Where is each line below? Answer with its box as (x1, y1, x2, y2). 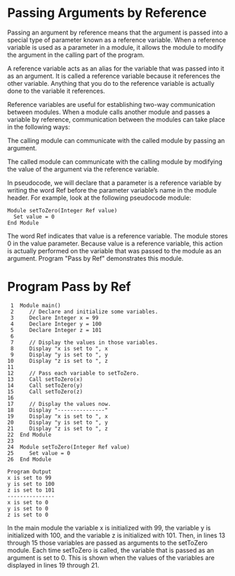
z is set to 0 (7, 511, 49, 518)
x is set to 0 (7, 499, 49, 506)
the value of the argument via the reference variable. (7, 165, 160, 173)
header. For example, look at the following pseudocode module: (7, 193, 192, 202)
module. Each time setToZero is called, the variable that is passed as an (7, 546, 215, 554)
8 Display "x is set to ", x (10, 345, 109, 352)
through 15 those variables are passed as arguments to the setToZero (7, 538, 208, 546)
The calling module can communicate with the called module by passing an (7, 136, 225, 145)
